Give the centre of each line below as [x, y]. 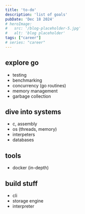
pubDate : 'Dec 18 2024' [30, 19]
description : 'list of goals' [37, 15]
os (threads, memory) [35, 129]
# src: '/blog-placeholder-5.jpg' [43, 29]
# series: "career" [25, 43]
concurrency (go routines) [39, 85]
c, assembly [25, 124]
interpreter [23, 206]
